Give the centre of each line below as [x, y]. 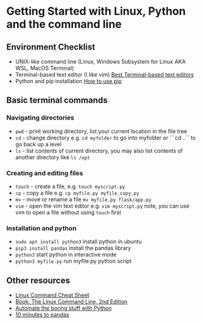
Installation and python [41, 228]
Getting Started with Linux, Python [96, 11]
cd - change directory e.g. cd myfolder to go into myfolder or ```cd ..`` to [105, 138]
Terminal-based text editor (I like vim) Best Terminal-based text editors [104, 74]
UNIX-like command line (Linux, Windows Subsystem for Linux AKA [100, 62]
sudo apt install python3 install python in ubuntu [78, 242]
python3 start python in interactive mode [66, 255]
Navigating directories [40, 118]
